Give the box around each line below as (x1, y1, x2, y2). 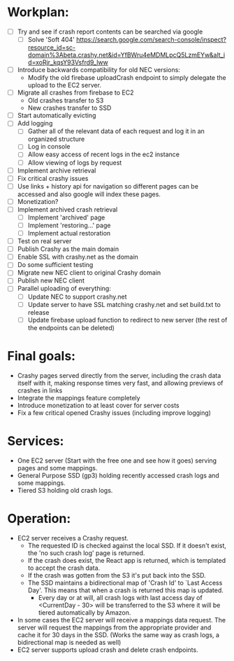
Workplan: (7, 4, 70, 20)
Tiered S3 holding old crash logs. (17, 486, 113, 494)
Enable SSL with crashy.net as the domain (17, 253, 138, 261)
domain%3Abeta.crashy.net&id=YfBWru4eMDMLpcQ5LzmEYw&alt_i (27, 50, 226, 60)
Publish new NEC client (17, 276, 85, 285)
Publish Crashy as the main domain (17, 245, 119, 253)
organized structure (27, 135, 85, 144)
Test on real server (17, 237, 72, 245)
